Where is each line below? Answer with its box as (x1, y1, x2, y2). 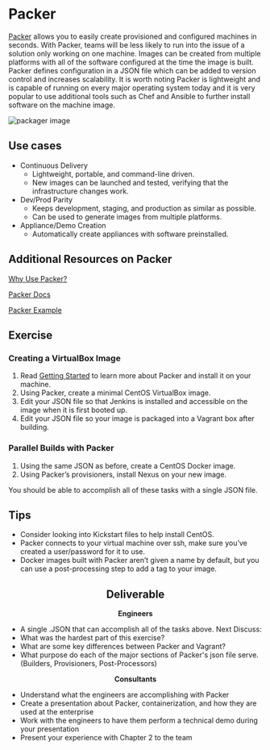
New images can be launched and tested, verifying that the (31, 177, 229, 187)
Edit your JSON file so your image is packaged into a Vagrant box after (19, 414, 255, 423)
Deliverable (106, 587, 165, 601)
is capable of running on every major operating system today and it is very (8, 82, 255, 93)
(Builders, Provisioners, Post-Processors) (19, 659, 157, 669)
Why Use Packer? (8, 273, 68, 283)
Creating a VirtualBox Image (8, 352, 121, 364)
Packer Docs (8, 290, 51, 299)
